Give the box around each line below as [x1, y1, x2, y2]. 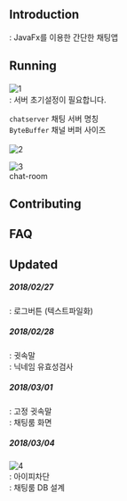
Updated [9, 257, 59, 272]
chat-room [9, 170, 48, 181]
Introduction [9, 7, 80, 22]
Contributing [9, 196, 82, 212]
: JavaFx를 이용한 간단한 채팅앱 [9, 31, 118, 43]
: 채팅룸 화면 [9, 416, 52, 427]
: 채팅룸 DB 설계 [9, 481, 65, 493]
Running [9, 58, 58, 74]
